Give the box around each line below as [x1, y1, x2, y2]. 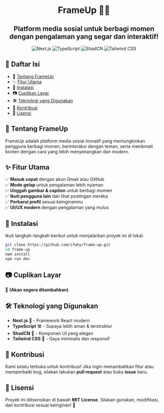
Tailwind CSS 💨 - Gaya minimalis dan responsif [12, 336, 110, 342]
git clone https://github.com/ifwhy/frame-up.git [5, 243, 111, 248]
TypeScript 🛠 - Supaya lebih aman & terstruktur [12, 323, 112, 329]
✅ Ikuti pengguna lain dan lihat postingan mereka [5, 193, 108, 199]
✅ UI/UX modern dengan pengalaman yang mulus [5, 204, 109, 211]
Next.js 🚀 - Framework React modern [12, 318, 90, 324]
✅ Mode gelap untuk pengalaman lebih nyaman [5, 182, 103, 188]
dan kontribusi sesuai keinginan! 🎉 [5, 402, 76, 408]
